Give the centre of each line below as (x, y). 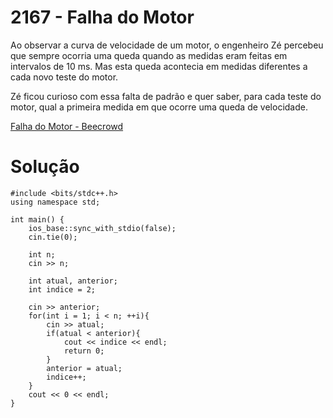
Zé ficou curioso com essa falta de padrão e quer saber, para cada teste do (166, 96)
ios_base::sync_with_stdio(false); (102, 228)
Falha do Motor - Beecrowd (67, 126)
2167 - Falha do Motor (102, 17)
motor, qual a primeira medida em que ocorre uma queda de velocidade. (159, 107)
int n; (42, 254)
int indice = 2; (62, 289)
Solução (45, 167)
